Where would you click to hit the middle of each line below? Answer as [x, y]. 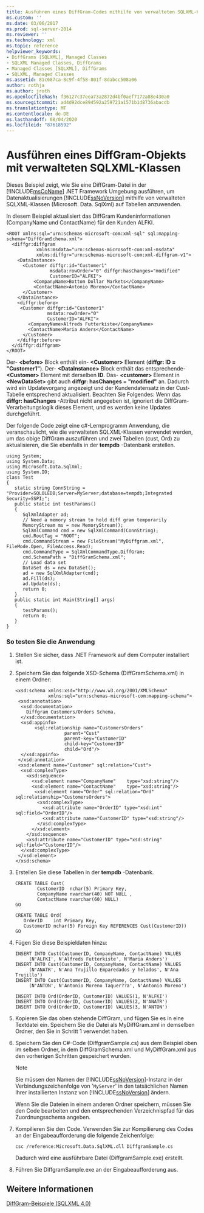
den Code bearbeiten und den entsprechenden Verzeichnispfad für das [104, 1111]
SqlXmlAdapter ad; [46, 515]
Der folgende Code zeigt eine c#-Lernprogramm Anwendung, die [88, 426]
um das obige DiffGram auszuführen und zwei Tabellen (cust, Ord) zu [93, 439]
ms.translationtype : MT [36, 108]
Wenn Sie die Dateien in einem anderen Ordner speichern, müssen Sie [103, 1104]
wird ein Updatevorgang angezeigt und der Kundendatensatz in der [90, 388]
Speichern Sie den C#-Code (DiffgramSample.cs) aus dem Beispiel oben [106, 1043]
